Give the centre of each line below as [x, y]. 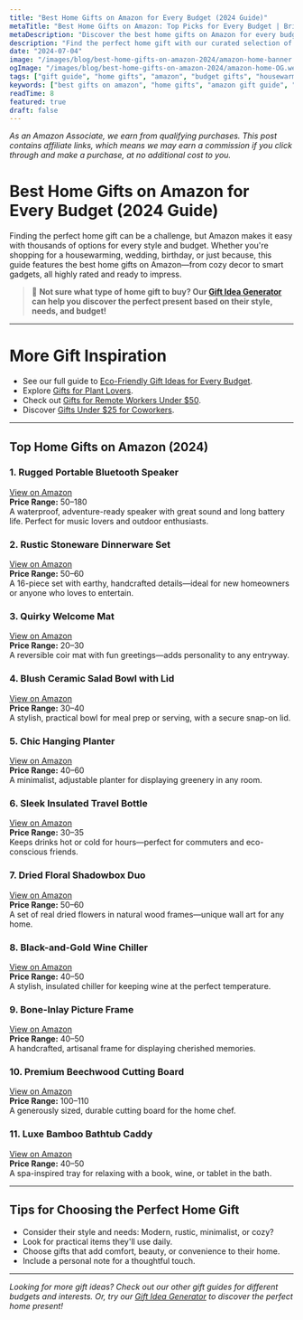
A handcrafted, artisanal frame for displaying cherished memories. [133, 1049]
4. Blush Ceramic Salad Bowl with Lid [92, 679]
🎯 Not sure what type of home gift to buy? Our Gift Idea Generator [156, 292]
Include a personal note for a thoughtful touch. [109, 1260]
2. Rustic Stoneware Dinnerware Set [90, 544]
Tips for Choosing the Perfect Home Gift [124, 1210]
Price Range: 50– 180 [48, 502]
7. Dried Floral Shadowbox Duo [78, 875]
